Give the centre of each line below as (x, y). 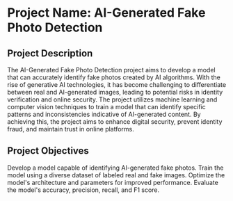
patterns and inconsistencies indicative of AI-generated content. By (104, 114)
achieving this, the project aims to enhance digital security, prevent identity (115, 122)
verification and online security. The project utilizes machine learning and (112, 99)
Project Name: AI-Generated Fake (106, 13)
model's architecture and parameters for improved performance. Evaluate (113, 182)
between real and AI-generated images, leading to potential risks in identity (115, 92)
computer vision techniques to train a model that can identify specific (107, 107)
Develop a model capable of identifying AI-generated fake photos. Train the (115, 168)
